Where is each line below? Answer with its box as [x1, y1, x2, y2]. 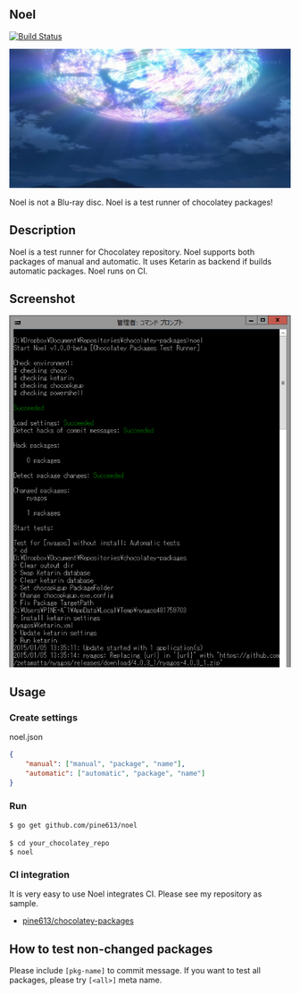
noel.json [9, 732, 43, 743]
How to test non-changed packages [9, 941, 213, 956]
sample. [9, 898, 38, 909]
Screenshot [9, 291, 76, 307]
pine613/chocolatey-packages [21, 915, 134, 926]
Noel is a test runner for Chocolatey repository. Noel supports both [9, 246, 255, 257]
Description [9, 223, 76, 238]
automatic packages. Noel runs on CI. [9, 265, 148, 276]
